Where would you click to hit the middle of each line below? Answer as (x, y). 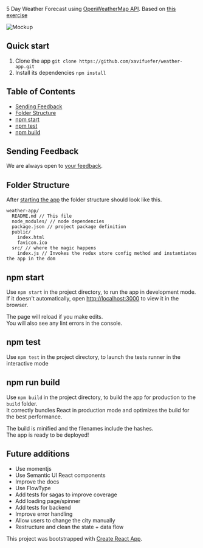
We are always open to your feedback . (55, 166)
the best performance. (34, 417)
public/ (22, 232)
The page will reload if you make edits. (55, 317)
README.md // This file (42, 216)
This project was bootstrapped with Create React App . (74, 538)
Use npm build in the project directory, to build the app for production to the (101, 397)
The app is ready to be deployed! (48, 435)
